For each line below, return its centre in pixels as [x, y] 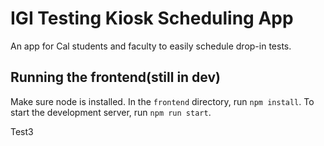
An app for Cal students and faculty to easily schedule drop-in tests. [151, 46]
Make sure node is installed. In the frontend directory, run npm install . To [162, 101]
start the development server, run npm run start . [111, 112]
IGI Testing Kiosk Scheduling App [152, 18]
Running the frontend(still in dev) [115, 77]
